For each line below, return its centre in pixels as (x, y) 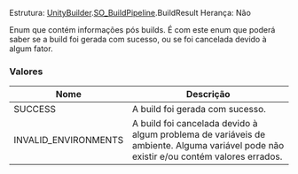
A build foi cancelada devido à (195, 124)
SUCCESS (35, 110)
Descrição (208, 95)
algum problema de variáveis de (199, 134)
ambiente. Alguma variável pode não (208, 146)
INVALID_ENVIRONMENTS (69, 140)
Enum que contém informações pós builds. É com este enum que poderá (142, 30)
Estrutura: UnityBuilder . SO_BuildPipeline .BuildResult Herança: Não (130, 13)
